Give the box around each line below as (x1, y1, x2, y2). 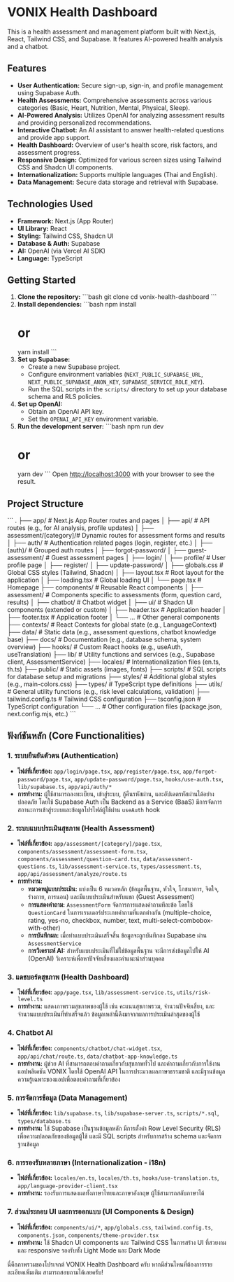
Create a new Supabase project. (27, 363, 121, 371)
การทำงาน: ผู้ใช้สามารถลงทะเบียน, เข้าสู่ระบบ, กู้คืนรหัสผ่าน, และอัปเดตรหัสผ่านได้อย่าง (17, 789, 214, 798)
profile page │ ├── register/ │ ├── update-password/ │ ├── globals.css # (7, 561, 224, 569)
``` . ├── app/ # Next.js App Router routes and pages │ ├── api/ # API (7, 516, 210, 525)
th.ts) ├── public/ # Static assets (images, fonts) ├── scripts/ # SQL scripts (7, 665, 226, 674)
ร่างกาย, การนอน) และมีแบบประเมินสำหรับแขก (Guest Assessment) (27, 893, 195, 901)
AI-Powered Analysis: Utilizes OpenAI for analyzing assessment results (17, 111, 225, 119)
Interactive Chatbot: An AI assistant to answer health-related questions (17, 125, 225, 134)
